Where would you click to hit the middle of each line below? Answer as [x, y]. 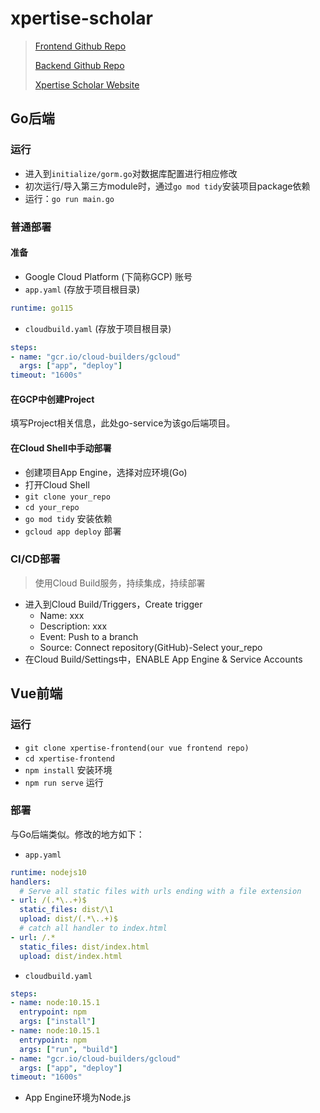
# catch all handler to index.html [93, 928]
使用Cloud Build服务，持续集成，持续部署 [120, 583]
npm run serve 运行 [64, 782]
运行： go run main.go [69, 198]
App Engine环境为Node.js [78, 1098]
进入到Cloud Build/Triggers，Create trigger [113, 604]
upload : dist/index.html [71, 956]
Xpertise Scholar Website [87, 84]
